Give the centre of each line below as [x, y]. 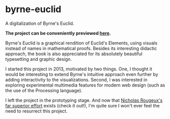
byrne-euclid [33, 9]
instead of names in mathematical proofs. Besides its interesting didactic [81, 48]
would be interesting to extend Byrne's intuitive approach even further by [82, 74]
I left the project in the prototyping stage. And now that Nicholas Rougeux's [84, 100]
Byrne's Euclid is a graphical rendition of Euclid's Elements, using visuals [81, 43]
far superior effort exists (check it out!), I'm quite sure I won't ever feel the [82, 105]
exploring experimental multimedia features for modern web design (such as [85, 85]
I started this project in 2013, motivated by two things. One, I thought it [79, 69]
